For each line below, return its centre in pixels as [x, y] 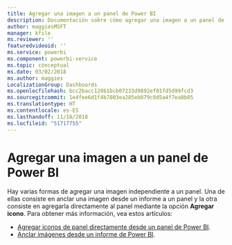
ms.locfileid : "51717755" [44, 123]
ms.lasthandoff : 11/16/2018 [48, 117]
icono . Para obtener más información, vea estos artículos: [90, 214]
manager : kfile [29, 33]
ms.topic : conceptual [38, 65]
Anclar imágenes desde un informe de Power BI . [86, 235]
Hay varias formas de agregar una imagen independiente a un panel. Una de [116, 192]
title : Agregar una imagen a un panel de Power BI [82, 14]
